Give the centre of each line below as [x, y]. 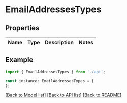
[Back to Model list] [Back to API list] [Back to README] [63, 95]
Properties [22, 28]
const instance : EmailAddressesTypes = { [50, 81]
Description [59, 42]
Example [19, 60]
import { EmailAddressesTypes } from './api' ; [55, 72]
